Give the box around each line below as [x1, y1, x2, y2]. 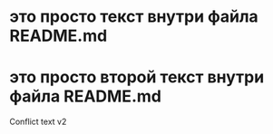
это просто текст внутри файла [9, 6, 258, 27]
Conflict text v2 [9, 116, 67, 128]
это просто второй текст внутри [9, 67, 265, 88]
